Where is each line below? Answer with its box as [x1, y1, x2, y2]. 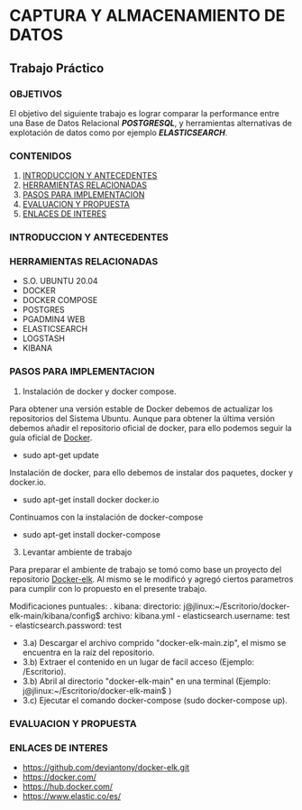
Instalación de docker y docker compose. [22, 385, 178, 397]
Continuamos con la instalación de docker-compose [9, 511, 204, 522]
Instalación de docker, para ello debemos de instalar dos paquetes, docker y [9, 466, 294, 478]
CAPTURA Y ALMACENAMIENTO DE [9, 5, 286, 26]
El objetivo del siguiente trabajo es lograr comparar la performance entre [9, 107, 279, 118]
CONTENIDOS [9, 150, 72, 162]
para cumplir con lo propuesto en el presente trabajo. [9, 583, 207, 594]
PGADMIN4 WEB [22, 314, 86, 325]
